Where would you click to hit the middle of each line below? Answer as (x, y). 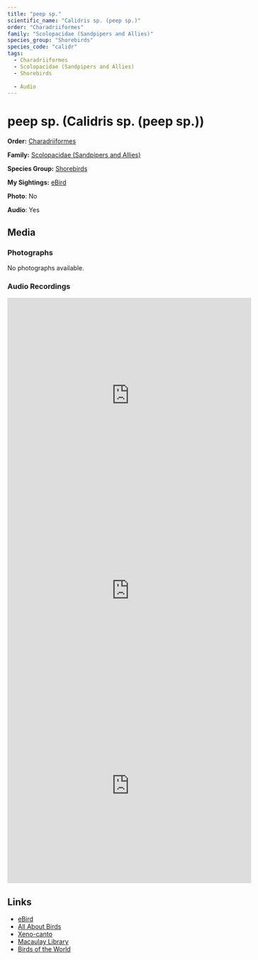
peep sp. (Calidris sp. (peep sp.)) (106, 122)
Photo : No (22, 197)
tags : (15, 54)
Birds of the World (44, 949)
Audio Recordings (39, 286)
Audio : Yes (24, 210)
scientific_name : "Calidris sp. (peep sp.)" (74, 21)
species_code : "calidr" (43, 47)
